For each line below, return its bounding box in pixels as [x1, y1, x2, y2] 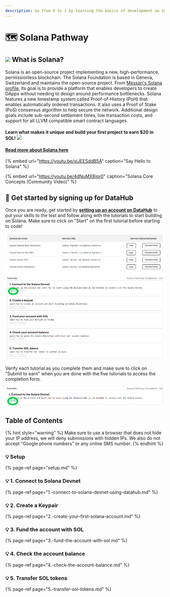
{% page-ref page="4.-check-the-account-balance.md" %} [5, 562, 130, 568]
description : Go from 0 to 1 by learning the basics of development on [5, 8, 159, 13]
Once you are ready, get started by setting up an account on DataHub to [5, 207, 158, 213]
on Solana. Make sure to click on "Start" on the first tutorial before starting [5, 218, 160, 224]
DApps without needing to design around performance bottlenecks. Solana [5, 91, 161, 97]
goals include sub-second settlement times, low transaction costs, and [5, 112, 153, 118]
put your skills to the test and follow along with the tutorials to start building [5, 213, 162, 219]
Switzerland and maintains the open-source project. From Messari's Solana [5, 79, 162, 86]
